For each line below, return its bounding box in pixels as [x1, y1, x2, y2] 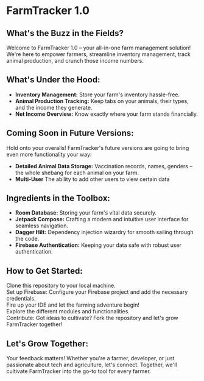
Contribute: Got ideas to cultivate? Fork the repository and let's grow [6, 315, 178, 322]
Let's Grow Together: [6, 338, 88, 349]
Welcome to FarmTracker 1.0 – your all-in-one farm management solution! [6, 44, 191, 51]
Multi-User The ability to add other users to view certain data [15, 175, 170, 183]
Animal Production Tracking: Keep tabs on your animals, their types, [15, 97, 189, 104]
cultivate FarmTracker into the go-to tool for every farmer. [6, 368, 151, 375]
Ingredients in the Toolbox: [6, 193, 111, 204]
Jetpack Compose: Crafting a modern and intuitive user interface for [15, 216, 189, 223]
